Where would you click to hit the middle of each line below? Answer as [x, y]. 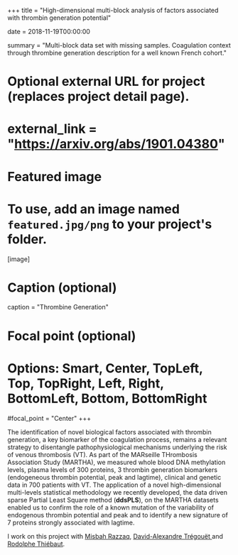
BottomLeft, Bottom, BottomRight [107, 399]
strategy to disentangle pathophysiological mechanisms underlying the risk [117, 447]
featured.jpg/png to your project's [110, 224]
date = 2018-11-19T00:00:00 [49, 32]
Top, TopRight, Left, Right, [86, 383]
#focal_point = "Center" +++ [49, 418]
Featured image [54, 176]
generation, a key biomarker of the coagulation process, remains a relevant [117, 439]
